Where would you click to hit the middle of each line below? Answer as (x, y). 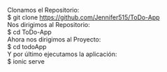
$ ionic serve (26, 61)
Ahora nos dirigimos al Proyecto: (54, 39)
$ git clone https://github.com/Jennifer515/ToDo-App (83, 17)
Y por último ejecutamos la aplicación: (62, 54)
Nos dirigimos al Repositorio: (49, 25)
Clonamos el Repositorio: (43, 10)
